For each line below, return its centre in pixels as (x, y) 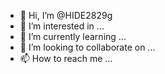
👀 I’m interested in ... (62, 26)
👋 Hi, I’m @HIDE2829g (66, 15)
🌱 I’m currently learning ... (73, 36)
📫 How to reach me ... (66, 58)
